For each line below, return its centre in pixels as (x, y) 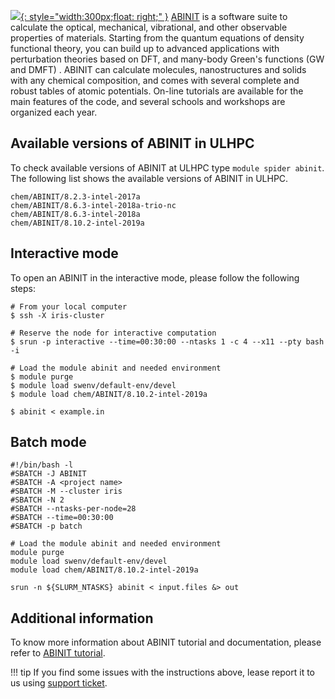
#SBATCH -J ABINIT (48, 474)
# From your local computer (69, 306)
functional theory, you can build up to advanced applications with (145, 48)
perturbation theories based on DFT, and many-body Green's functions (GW (167, 59)
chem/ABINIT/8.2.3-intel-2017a (75, 196)
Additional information (82, 618)
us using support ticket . (59, 683)
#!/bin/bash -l (42, 465)
